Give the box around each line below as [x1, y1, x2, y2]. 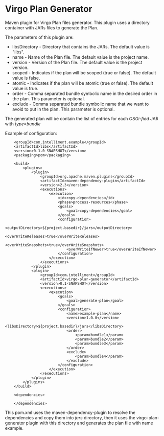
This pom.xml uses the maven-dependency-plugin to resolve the [5, 410, 136, 415]
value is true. [12, 85, 39, 91]
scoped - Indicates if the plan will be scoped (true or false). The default [12, 69, 156, 75]
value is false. [12, 75, 40, 81]
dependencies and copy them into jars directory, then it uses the [5, 414, 136, 420]
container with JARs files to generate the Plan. [5, 24, 99, 30]
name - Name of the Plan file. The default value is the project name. [12, 54, 149, 60]
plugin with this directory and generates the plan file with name [26, 420, 153, 426]
